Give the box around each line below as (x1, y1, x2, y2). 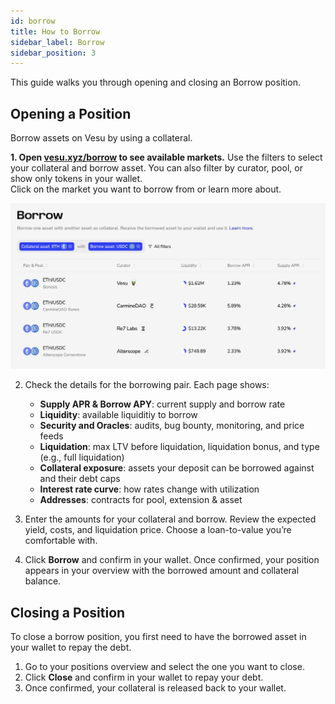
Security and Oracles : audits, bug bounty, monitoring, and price (39, 420, 305, 432)
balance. (24, 575, 62, 587)
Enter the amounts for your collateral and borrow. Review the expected (24, 513, 317, 525)
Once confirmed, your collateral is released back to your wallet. (24, 682, 287, 694)
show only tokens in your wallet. (10, 173, 143, 185)
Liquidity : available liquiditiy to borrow (39, 409, 198, 421)
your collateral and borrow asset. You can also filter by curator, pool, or (10, 162, 303, 174)
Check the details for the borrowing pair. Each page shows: (24, 379, 270, 391)
